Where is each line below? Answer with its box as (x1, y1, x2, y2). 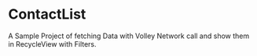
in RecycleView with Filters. (8, 39, 97, 48)
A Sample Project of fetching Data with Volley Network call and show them (8, 31, 250, 40)
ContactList (8, 5, 86, 23)
